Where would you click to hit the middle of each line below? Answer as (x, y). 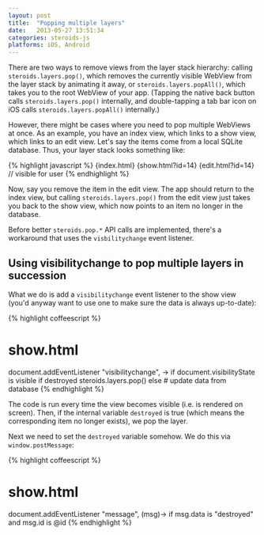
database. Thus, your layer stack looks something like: (97, 150)
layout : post (30, 15)
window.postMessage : (41, 445)
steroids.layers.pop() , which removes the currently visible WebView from (130, 76)
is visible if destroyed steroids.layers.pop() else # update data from (117, 380)
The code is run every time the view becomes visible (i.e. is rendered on (126, 404)
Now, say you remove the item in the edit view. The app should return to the (131, 189)
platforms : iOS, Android (49, 45)
